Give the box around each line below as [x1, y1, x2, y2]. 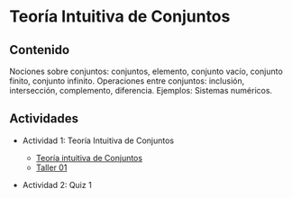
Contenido [9, 42, 70, 58]
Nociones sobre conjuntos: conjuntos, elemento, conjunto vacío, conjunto [9, 66, 284, 76]
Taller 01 [35, 162, 68, 173]
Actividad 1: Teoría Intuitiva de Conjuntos [22, 135, 174, 146]
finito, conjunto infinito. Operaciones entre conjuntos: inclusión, [9, 76, 245, 86]
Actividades [9, 111, 79, 127]
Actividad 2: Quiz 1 [22, 179, 92, 190]
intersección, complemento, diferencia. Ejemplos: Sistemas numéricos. [9, 85, 273, 95]
